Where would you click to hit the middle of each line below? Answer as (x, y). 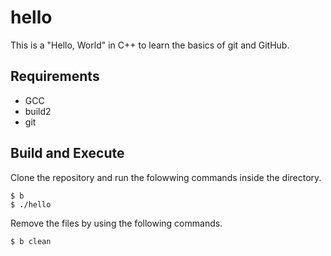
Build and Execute (67, 153)
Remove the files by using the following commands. (116, 223)
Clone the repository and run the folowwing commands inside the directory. (166, 177)
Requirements (55, 76)
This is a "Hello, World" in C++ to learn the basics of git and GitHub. (150, 45)
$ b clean (31, 241)
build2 (38, 111)
